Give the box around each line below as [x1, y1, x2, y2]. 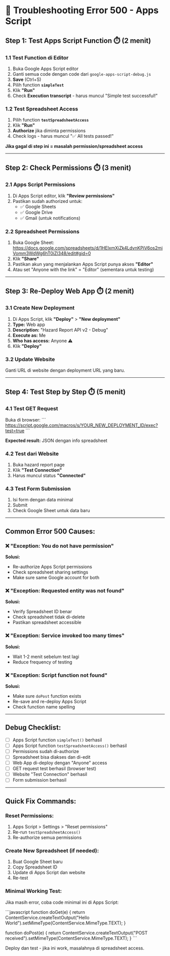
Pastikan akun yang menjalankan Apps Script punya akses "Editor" [12, 261, 153, 267]
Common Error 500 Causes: [5, 527, 95, 535]
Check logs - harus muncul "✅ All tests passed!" [12, 133, 114, 139]
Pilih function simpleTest [12, 81, 64, 88]
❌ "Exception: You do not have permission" [5, 542, 114, 549]
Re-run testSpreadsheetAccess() [12, 829, 81, 835]
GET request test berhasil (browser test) [12, 765, 97, 772]
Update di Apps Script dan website [12, 870, 86, 876]
